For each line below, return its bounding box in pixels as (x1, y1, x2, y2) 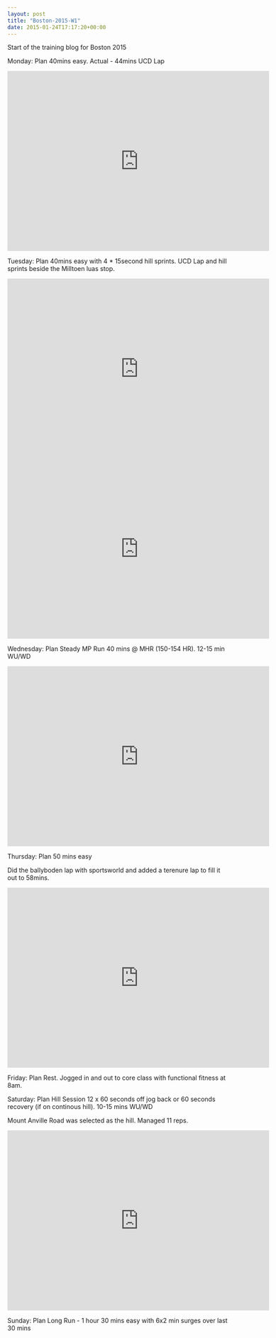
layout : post (7, 10, 46, 18)
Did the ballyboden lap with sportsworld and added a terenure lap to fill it (7, 866, 221, 875)
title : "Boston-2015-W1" (7, 17, 81, 24)
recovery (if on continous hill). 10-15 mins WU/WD (7, 1103, 153, 1111)
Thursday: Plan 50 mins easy (7, 852, 92, 861)
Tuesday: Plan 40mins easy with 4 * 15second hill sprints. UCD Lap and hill (7, 257, 227, 265)
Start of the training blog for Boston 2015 (7, 43, 127, 52)
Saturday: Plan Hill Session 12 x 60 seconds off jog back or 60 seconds (7, 1095, 216, 1103)
